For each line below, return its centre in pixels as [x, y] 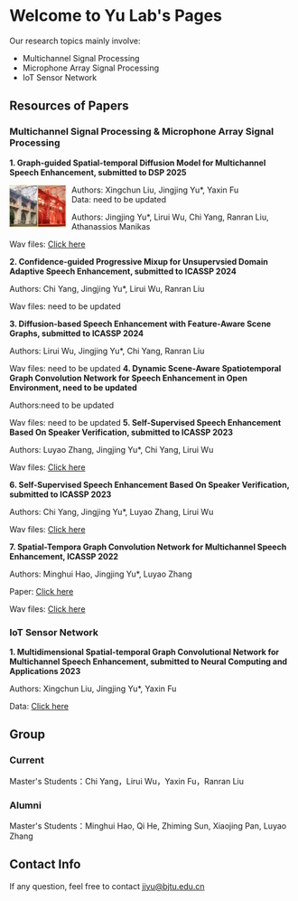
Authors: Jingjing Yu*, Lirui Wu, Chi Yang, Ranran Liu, [170, 217]
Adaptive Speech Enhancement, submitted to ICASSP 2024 [123, 271]
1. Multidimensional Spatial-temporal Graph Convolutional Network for [144, 652]
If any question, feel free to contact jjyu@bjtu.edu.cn [107, 886]
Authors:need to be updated [62, 405]
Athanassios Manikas [111, 226]
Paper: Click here [42, 591]
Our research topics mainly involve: [75, 41]
